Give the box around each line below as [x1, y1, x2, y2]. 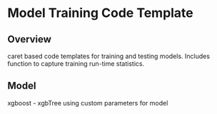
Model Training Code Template [7, 5, 194, 21]
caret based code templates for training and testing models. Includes [7, 52, 211, 60]
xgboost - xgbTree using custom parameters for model [7, 98, 168, 107]
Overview [7, 33, 52, 45]
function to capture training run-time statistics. [7, 59, 145, 68]
